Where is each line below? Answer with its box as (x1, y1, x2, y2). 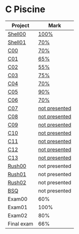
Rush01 (8, 171, 27, 178)
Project (12, 22, 30, 29)
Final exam (8, 220, 34, 227)
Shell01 (8, 39, 26, 46)
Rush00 (8, 162, 27, 170)
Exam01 (8, 204, 28, 211)
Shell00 (8, 30, 26, 38)
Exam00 (8, 195, 28, 203)
